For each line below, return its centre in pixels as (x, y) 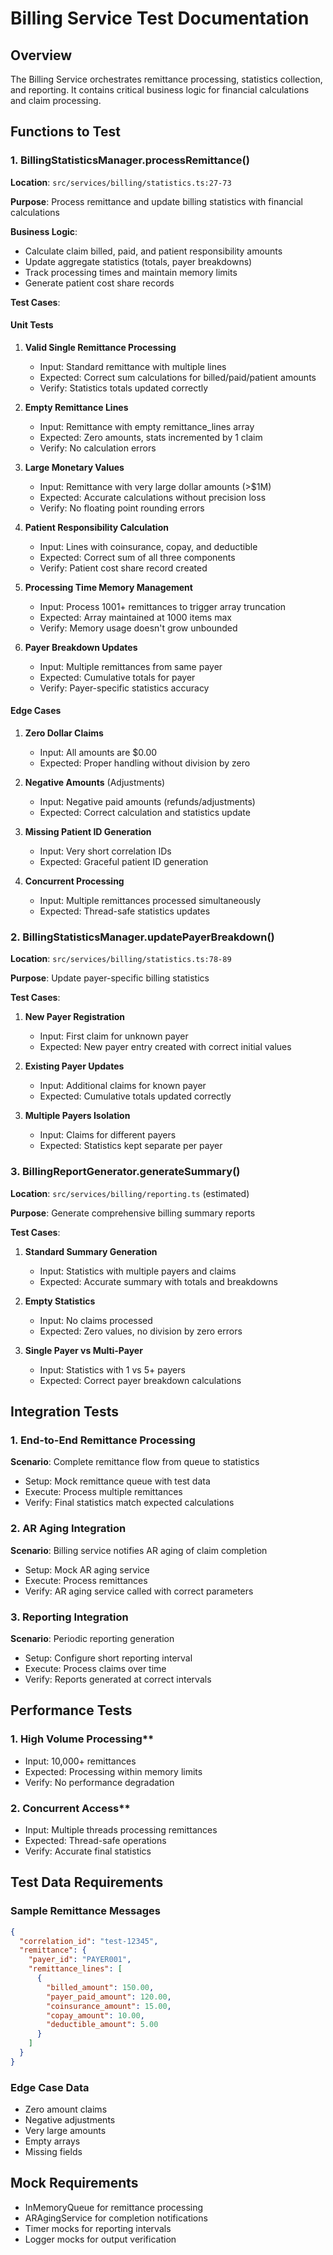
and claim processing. (56, 100)
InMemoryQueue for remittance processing (114, 2207)
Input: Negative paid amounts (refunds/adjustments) (147, 802)
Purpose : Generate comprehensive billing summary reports (133, 1213)
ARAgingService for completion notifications (116, 2218)
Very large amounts (65, 2131)
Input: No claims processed (96, 1320)
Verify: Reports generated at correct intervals (118, 1679)
